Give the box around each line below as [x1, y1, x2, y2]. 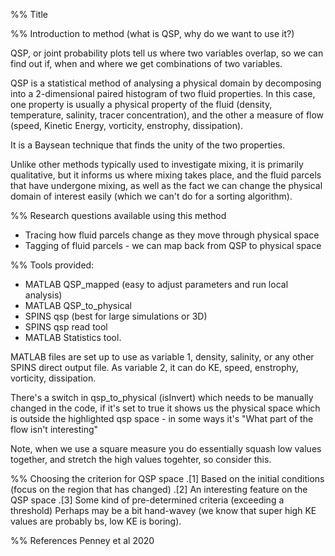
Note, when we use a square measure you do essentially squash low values [10, 443, 322, 454]
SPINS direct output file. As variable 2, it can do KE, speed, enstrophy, [10, 362, 299, 373]
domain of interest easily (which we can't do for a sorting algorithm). [10, 190, 293, 202]
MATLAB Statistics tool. [24, 332, 122, 343]
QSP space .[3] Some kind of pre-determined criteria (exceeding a [10, 494, 285, 506]
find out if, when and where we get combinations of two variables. [10, 58, 283, 69]
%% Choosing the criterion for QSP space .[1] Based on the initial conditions [10, 473, 325, 484]
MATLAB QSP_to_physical [24, 300, 133, 311]
